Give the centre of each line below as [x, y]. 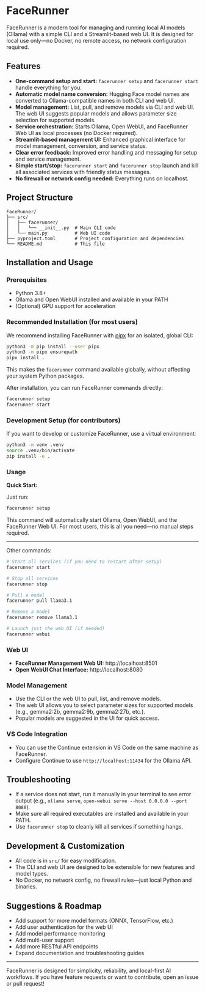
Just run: [18, 497]
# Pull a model [26, 595]
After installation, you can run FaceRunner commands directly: [85, 388]
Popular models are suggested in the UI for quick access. [87, 718]
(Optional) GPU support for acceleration [65, 306]
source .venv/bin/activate [41, 451]
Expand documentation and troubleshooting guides [80, 953]
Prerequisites [27, 280]
